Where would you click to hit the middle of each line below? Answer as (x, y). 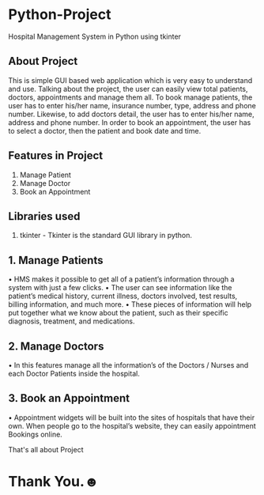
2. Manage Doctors (56, 346)
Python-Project (60, 15)
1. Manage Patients (56, 260)
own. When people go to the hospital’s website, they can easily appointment (132, 425)
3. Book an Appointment (69, 398)
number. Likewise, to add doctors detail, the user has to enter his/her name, (131, 114)
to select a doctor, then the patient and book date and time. (105, 130)
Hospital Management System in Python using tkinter (95, 36)
